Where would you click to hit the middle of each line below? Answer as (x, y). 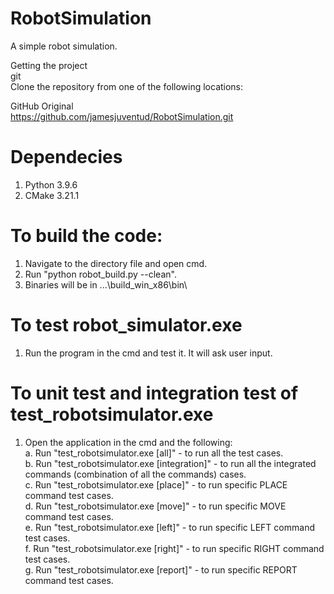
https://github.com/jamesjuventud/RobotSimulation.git (122, 116)
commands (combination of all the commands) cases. (135, 474)
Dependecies (66, 157)
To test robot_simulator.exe (126, 325)
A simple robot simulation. (64, 46)
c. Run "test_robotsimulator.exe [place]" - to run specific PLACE (156, 484)
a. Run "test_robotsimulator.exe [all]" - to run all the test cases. (154, 453)
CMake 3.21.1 (52, 195)
